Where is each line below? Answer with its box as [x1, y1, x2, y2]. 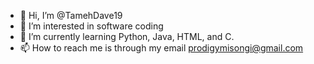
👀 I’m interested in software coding [19, 20, 164, 32]
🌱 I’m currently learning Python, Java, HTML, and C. [19, 31, 235, 42]
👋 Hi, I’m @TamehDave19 [19, 10, 123, 21]
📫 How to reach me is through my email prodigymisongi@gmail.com [19, 42, 304, 54]
